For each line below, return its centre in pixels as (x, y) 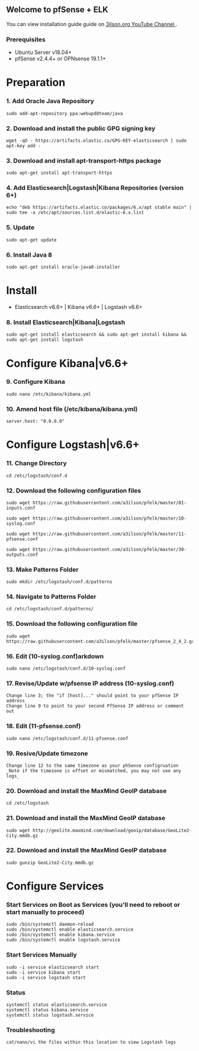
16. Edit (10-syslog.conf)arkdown (55, 656)
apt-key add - (24, 146)
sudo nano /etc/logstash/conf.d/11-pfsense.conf (67, 738)
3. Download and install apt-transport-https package (84, 161)
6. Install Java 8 (29, 254)
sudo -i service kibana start (44, 972)
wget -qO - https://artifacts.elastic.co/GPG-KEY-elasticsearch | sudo (96, 141)
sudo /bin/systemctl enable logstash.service (63, 940)
